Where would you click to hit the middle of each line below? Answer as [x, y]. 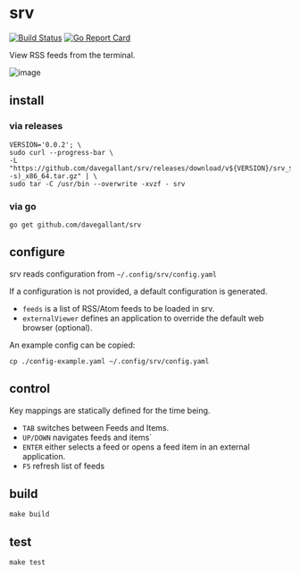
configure [37, 252]
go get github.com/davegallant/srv [75, 225]
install [27, 101]
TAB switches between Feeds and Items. [96, 427]
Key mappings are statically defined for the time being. [110, 410]
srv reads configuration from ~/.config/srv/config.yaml [113, 274]
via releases [36, 126]
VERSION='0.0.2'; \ [46, 145]
